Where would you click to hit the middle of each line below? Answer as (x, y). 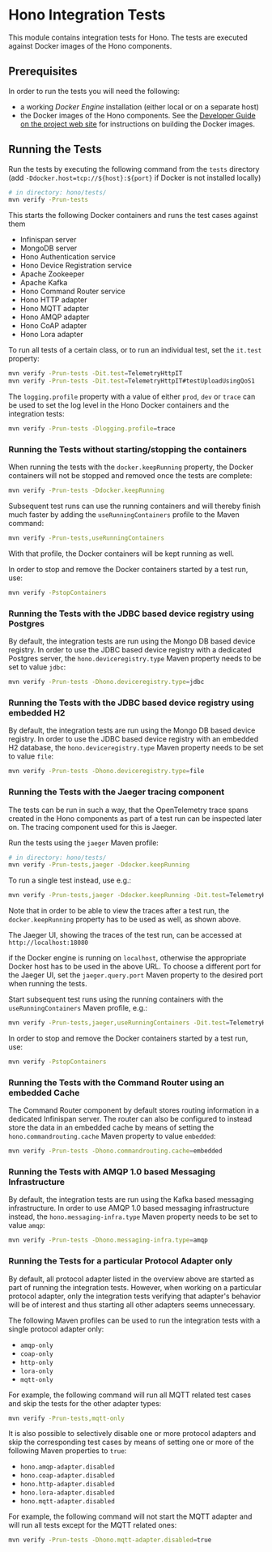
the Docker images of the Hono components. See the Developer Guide (138, 115)
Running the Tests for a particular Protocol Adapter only (121, 1261)
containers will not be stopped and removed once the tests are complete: (130, 476)
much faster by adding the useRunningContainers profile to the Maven (124, 515)
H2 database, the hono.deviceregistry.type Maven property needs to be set (136, 748)
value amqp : (27, 1225)
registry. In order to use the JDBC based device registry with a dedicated (130, 650)
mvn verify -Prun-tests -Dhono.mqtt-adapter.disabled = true (110, 1540)
